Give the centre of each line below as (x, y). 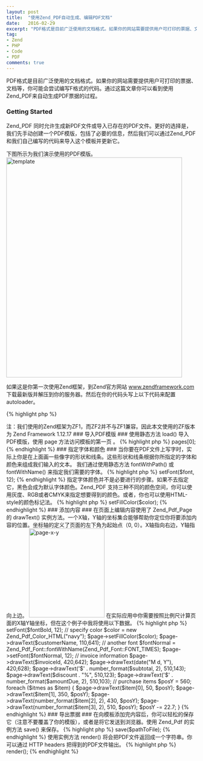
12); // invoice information (96, 656)
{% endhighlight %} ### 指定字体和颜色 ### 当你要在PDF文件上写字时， (97, 449)
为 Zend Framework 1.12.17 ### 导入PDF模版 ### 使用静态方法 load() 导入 (98, 434)
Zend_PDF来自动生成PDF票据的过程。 (53, 96)
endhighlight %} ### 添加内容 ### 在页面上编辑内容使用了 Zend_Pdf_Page (99, 510)
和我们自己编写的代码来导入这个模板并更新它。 (64, 141)
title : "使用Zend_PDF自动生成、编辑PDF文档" (60, 18)
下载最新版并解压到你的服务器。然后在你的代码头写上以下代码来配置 (91, 394)
